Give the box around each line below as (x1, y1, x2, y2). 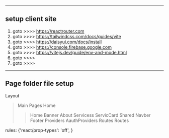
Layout (5, 92, 20, 98)
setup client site (5, 15, 57, 23)
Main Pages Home (17, 102, 56, 108)
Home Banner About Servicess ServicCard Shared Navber (30, 112, 151, 118)
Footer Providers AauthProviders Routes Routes (30, 117, 129, 123)
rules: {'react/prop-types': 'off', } (5, 127, 73, 133)
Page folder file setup (5, 79, 74, 88)
